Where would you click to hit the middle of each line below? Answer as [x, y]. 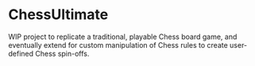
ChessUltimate [58, 15]
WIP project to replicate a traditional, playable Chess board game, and [123, 37]
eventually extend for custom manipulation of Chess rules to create [118, 45]
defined [21, 53]
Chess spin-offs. [62, 53]
